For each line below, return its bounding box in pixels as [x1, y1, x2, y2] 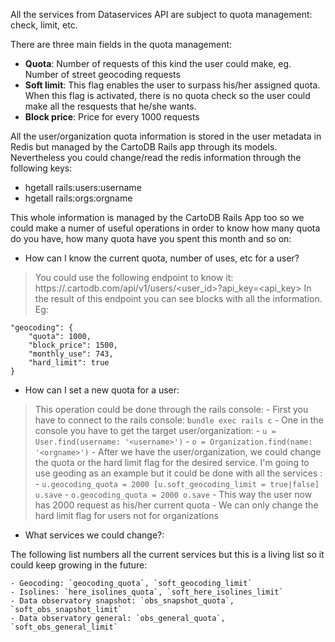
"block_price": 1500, [28, 340, 118, 350]
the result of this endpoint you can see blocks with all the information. [34, 293, 323, 304]
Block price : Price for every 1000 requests [24, 111, 200, 123]
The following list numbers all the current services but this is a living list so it [10, 549, 325, 560]
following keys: [10, 162, 73, 174]
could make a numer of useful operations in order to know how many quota [10, 222, 321, 234]
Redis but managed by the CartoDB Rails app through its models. [10, 141, 278, 153]
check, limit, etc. [10, 19, 78, 31]
